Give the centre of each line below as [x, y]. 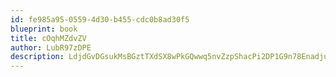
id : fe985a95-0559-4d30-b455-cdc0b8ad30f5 [100, 19]
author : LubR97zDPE [51, 47]
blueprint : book [44, 29]
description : [37, 57]
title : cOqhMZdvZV [48, 38]
